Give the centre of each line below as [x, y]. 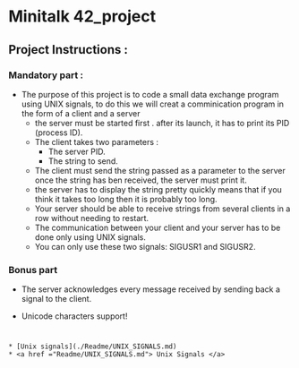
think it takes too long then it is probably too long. [126, 199]
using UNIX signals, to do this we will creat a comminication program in [152, 104]
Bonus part [33, 270]
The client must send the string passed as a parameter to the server [160, 170]
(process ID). [59, 133]
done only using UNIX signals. [90, 237]
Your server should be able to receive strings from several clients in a [162, 209]
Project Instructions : [68, 50]
